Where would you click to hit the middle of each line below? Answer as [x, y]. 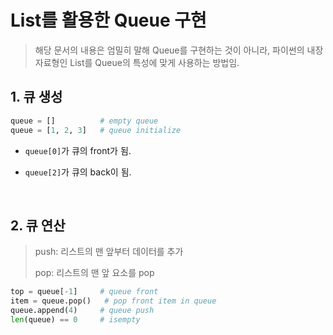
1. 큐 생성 [36, 97]
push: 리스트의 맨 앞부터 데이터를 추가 [109, 252]
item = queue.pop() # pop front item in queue [113, 301]
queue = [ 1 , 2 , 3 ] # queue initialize [96, 130]
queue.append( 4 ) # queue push [82, 311]
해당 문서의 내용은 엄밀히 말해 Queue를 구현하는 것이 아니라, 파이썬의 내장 [179, 50]
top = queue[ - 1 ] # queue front [84, 292]
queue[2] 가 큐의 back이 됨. [78, 172]
